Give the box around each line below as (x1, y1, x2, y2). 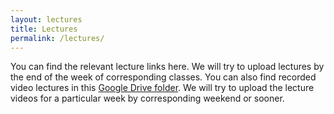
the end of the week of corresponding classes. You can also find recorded (10, 71, 317, 83)
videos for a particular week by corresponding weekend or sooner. (10, 92, 285, 105)
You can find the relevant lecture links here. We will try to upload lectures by (10, 61, 325, 73)
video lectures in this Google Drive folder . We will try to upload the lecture (10, 82, 315, 94)
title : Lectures (10, 24, 78, 34)
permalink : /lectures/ (10, 33, 105, 43)
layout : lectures (10, 14, 83, 25)
